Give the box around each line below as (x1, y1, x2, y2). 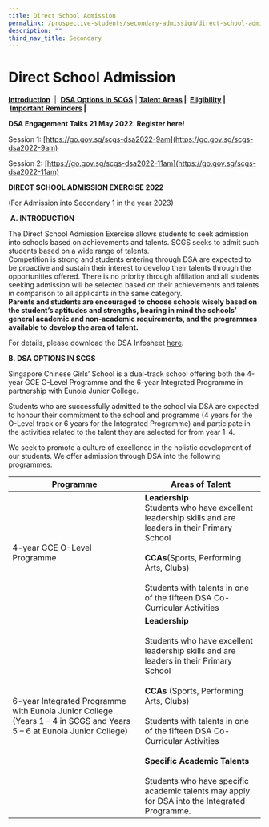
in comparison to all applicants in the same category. (8, 289, 183, 299)
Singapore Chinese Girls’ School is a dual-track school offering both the (8, 369, 246, 379)
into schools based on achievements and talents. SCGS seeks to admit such (8, 238, 259, 247)
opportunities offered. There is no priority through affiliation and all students (8, 271, 259, 281)
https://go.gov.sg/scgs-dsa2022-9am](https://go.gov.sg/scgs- (45, 134, 254, 144)
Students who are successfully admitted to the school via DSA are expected (8, 402, 259, 411)
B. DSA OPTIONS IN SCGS (8, 354, 96, 363)
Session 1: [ (8, 134, 46, 144)
